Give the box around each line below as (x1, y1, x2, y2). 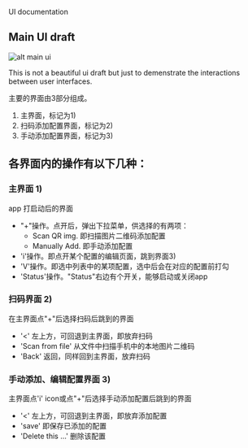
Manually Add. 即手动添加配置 (32, 241, 133, 250)
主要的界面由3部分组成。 (8, 93, 92, 102)
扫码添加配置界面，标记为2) (20, 120, 114, 130)
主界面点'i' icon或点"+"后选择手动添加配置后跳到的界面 (8, 394, 193, 403)
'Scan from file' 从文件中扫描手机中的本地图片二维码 (20, 341, 195, 350)
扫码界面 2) (8, 294, 53, 305)
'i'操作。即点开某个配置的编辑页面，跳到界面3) (20, 251, 176, 261)
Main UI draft (8, 30, 76, 44)
